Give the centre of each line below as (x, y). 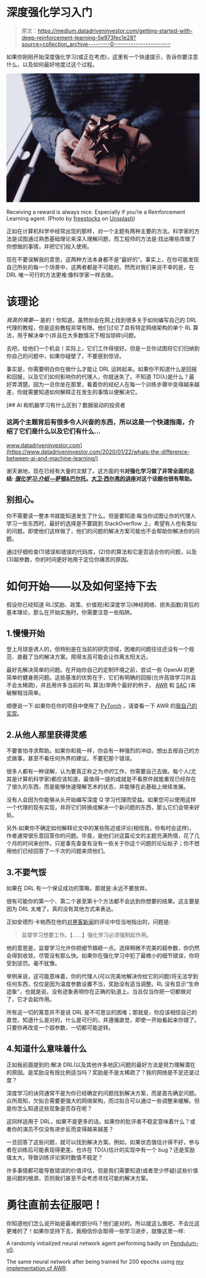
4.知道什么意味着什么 (47, 1049)
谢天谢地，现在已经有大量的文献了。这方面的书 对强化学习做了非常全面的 (97, 471)
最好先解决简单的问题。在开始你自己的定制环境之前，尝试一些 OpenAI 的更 (101, 670)
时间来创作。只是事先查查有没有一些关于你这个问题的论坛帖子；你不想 (111, 843)
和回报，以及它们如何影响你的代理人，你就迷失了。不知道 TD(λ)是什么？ (98, 376)
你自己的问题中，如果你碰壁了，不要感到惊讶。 (65, 356)
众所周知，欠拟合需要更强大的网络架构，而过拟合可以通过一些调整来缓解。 (100, 1100)
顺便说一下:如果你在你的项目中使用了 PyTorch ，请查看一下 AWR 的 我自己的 (102, 706)
